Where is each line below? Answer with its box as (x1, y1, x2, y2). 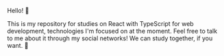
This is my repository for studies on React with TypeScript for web (7, 20, 194, 27)
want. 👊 (7, 42, 29, 49)
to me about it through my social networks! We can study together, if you (7, 34, 213, 42)
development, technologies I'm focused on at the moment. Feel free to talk (7, 27, 218, 35)
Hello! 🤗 (7, 7, 29, 14)
